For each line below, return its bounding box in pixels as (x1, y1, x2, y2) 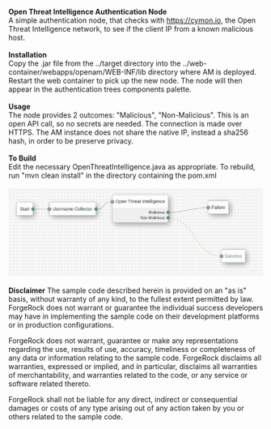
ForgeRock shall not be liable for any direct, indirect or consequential (8, 395, 239, 405)
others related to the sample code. (8, 412, 124, 422)
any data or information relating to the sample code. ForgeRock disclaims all (8, 353, 261, 363)
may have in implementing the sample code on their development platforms (8, 311, 260, 321)
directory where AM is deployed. (147, 67, 257, 76)
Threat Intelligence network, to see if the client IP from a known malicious (8, 24, 253, 33)
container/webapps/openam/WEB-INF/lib (8, 67, 146, 76)
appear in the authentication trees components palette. (8, 84, 192, 94)
